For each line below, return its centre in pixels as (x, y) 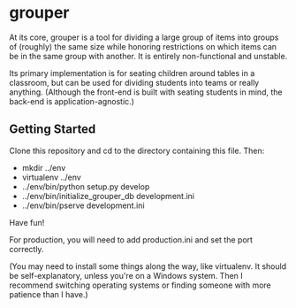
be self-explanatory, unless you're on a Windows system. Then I (126, 275)
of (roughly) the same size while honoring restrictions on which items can (143, 46)
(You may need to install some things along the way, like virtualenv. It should (148, 266)
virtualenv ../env (51, 177)
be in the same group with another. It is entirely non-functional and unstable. (148, 56)
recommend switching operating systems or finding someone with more (140, 285)
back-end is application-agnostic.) (72, 101)
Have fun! (27, 222)
